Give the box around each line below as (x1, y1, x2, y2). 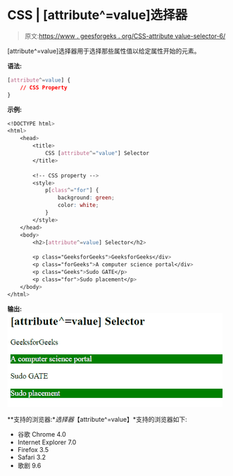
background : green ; (57, 194, 115, 201)
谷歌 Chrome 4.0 (17, 430, 67, 438)
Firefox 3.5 (17, 445, 49, 453)
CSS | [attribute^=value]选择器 (7, 7, 188, 23)
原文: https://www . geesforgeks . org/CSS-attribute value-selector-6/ (24, 32, 226, 40)
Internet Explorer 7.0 (17, 438, 77, 446)
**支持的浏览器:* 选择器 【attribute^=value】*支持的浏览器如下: (7, 415, 188, 423)
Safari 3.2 (17, 453, 46, 461)
